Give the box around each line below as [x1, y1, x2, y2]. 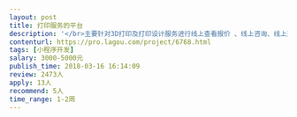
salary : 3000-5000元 [9, 54, 84, 62]
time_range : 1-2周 [9, 94, 76, 104]
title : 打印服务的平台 [9, 21, 84, 30]
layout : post [9, 12, 57, 22]
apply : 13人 [9, 78, 52, 87]
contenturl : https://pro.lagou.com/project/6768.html [9, 37, 212, 47]
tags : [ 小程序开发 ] [9, 46, 74, 55]
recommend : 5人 [9, 86, 64, 95]
